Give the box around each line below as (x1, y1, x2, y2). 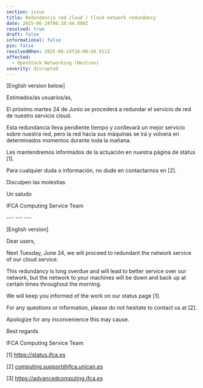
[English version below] (6, 82, 66, 89)
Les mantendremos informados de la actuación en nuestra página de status (6, 148, 196, 156)
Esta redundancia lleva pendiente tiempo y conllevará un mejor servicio (6, 124, 185, 131)
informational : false (6, 37, 61, 43)
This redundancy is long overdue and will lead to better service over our (6, 268, 187, 275)
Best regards (6, 328, 38, 335)
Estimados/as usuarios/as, (6, 94, 73, 101)
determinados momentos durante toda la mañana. (6, 137, 132, 144)
